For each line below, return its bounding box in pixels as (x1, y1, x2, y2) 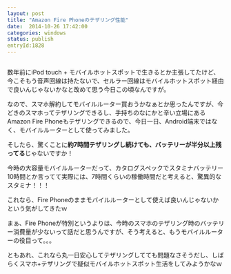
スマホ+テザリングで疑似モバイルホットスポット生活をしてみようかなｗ (19, 260, 223, 268)
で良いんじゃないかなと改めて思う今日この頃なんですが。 (7, 86, 170, 93)
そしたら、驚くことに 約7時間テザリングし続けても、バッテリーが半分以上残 (7, 141, 222, 148)
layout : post (7, 10, 45, 17)
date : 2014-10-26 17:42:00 (7, 23, 88, 30)
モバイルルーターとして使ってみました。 (19, 126, 134, 134)
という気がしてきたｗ (7, 204, 68, 213)
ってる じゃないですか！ (7, 149, 74, 157)
